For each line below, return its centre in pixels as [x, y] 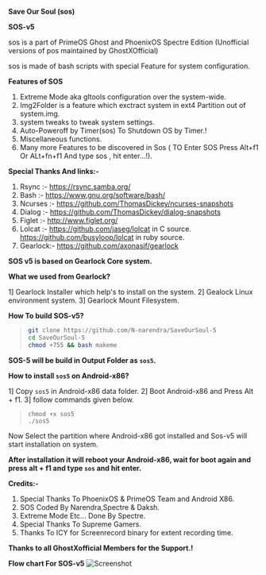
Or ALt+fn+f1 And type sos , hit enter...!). [86, 156]
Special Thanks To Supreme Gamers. [80, 524]
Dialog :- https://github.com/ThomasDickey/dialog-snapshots [120, 212]
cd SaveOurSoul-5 [56, 338]
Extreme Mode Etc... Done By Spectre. [83, 515]
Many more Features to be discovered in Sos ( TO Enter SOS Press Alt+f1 [139, 147]
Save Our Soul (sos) [42, 12]
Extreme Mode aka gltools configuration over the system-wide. [123, 97]
